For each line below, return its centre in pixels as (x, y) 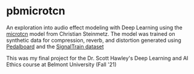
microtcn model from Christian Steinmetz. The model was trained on (91, 33)
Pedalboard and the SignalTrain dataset (55, 47)
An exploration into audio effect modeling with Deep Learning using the (94, 27)
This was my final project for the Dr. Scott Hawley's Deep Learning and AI (97, 58)
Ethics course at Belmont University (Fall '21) (62, 64)
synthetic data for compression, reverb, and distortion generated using (94, 40)
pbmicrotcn (36, 11)
